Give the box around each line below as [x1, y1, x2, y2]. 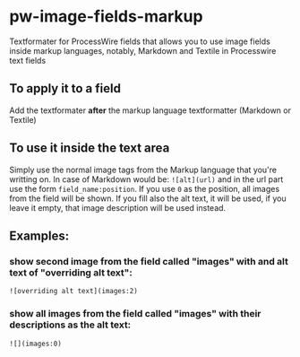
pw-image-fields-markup [9, 6, 203, 27]
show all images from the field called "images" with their [9, 308, 261, 320]
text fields [9, 55, 47, 65]
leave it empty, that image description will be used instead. [9, 202, 227, 213]
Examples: [9, 228, 70, 243]
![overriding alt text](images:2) [9, 287, 139, 296]
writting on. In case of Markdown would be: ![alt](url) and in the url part [9, 173, 284, 185]
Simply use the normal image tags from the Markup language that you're [9, 164, 278, 175]
